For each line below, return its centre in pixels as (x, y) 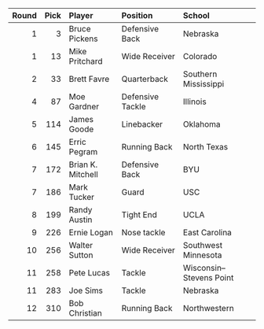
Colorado (200, 56)
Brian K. (83, 164)
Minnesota (203, 255)
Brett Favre (89, 79)
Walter (81, 245)
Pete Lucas (89, 273)
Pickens (83, 39)
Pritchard (86, 61)
